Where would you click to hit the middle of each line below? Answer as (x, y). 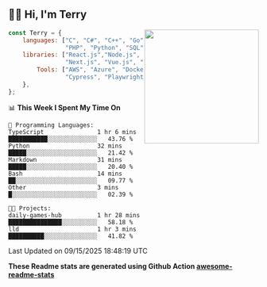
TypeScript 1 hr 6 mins (72, 132)
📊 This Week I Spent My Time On (64, 107)
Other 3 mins (64, 187)
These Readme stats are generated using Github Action (102, 266)
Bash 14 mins (66, 174)
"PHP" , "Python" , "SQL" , (106, 48)
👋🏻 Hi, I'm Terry (48, 15)
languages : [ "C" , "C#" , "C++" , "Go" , (85, 40)
